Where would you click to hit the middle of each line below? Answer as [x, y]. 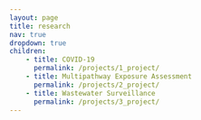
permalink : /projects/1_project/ [96, 69]
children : [28, 51]
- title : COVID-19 [60, 60]
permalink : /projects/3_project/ [96, 102]
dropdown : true [38, 43]
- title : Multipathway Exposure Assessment [109, 77]
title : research [40, 26]
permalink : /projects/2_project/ [96, 85]
